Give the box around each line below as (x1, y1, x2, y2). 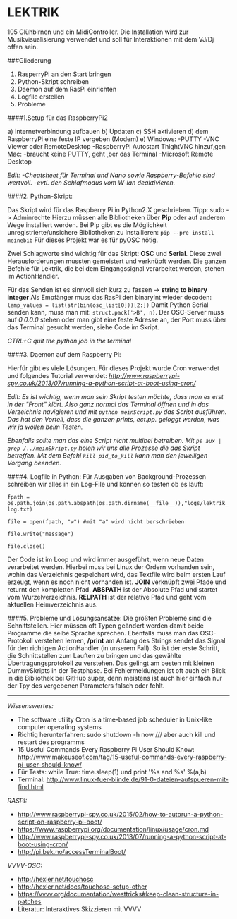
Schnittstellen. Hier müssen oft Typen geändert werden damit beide (7, 621, 205, 630)
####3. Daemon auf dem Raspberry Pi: (7, 350, 121, 358)
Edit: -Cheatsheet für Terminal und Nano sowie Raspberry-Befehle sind (7, 171, 215, 179)
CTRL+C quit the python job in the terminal (7, 336, 132, 345)
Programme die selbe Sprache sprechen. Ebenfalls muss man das (7, 628, 199, 637)
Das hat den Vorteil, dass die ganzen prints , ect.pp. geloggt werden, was (7, 415, 220, 423)
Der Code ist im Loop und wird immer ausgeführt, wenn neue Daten (7, 555, 205, 564)
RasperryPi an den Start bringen (17, 70, 111, 78)
